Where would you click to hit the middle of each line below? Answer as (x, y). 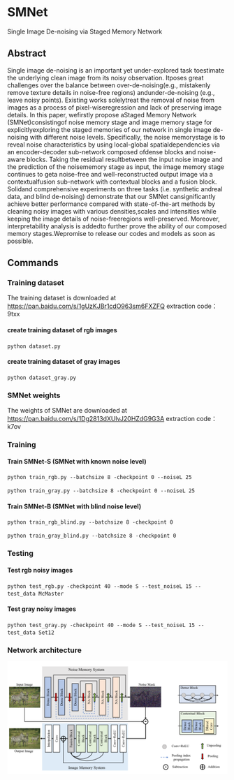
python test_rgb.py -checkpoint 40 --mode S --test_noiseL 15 (100, 586)
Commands (33, 263)
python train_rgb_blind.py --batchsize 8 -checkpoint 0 (90, 522)
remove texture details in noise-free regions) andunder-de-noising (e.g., (111, 92)
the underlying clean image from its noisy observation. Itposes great (105, 78)
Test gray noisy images (42, 609)
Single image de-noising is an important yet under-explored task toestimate (116, 70)
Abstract (27, 53)
